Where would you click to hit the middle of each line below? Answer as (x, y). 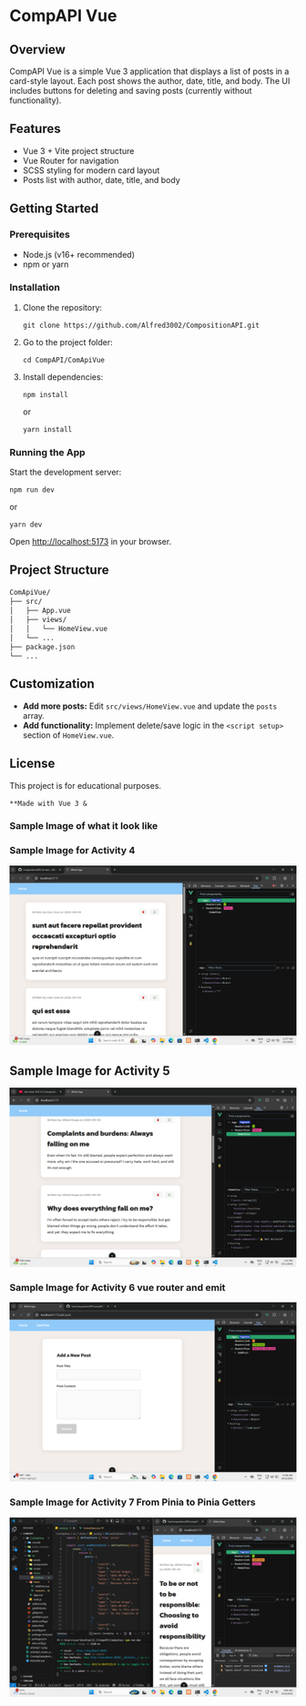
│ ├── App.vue (40, 610)
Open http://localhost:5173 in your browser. (91, 542)
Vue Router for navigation (71, 160)
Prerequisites (40, 235)
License (32, 764)
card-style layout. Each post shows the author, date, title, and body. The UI (150, 81)
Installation (35, 288)
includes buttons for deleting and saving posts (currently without (131, 91)
